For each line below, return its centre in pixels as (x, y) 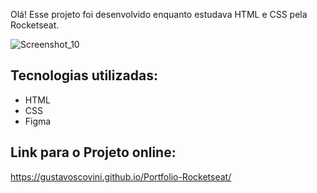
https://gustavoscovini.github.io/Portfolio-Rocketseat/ (121, 176)
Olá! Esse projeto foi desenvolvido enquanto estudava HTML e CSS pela (159, 14)
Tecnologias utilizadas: (84, 75)
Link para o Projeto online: (93, 152)
